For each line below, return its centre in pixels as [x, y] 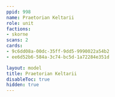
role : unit [20, 23]
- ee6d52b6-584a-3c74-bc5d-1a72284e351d [58, 57]
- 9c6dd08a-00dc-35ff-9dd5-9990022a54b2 [58, 52]
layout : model [24, 68]
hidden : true [23, 85]
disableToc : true [28, 79]
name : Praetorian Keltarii [40, 18]
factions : [19, 29]
